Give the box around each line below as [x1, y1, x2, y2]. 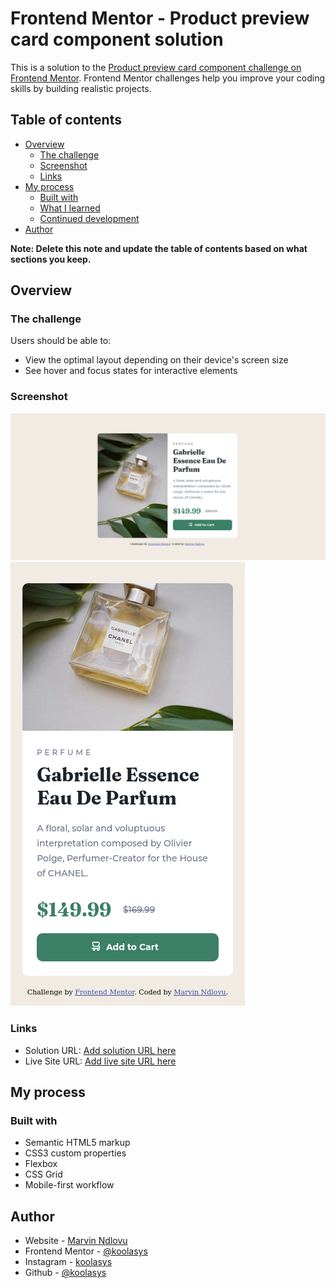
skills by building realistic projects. [10, 82, 152, 94]
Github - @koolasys [24, 1267, 107, 1279]
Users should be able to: [10, 335, 112, 347]
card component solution [10, 28, 224, 51]
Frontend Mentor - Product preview [10, 7, 310, 30]
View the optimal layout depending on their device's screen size [24, 354, 289, 366]
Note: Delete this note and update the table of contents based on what [10, 242, 308, 254]
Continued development [39, 212, 140, 224]
